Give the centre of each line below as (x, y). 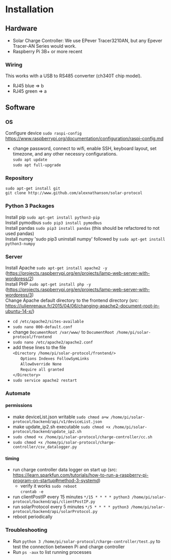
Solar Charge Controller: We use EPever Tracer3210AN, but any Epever (87, 40)
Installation (30, 9)
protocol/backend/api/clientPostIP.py (54, 502)
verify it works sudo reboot (48, 486)
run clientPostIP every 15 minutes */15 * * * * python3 (71, 497)
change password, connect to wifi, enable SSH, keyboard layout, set (84, 148)
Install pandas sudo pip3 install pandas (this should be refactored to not (82, 228)
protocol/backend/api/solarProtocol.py (55, 512)
